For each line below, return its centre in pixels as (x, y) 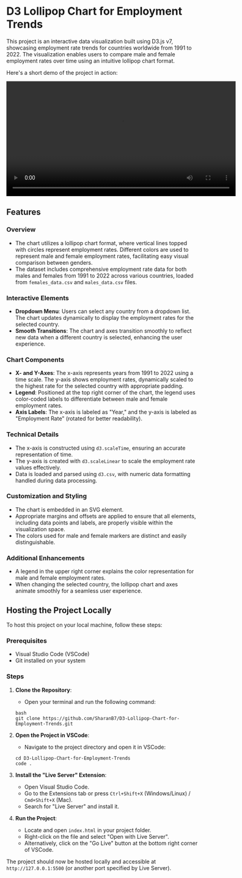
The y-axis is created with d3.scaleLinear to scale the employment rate (105, 461)
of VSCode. (39, 849)
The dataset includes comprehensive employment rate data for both (101, 269)
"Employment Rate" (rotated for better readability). (79, 418)
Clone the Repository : (43, 690)
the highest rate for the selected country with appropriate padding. (99, 386)
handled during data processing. (56, 480)
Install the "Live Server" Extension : (61, 775)
